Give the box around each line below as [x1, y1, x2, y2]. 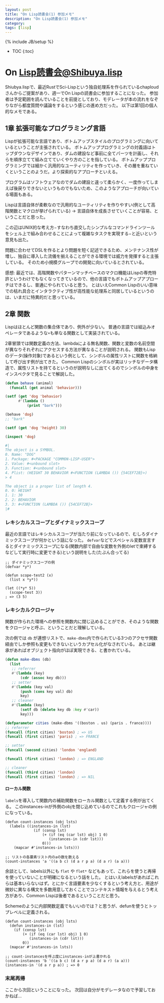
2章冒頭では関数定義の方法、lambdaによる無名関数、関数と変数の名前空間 [5, 340, 155, 346]
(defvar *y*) [5, 564, 32, 569]
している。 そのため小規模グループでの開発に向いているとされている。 [5, 259, 147, 265]
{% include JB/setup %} [5, 39, 54, 45]
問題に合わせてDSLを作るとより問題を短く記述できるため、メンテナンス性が [5, 247, 159, 253]
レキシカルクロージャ [5, 606, 55, 613]
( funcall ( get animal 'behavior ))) [9, 385, 82, 390]
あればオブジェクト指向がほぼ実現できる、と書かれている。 [13, 647, 133, 653]
